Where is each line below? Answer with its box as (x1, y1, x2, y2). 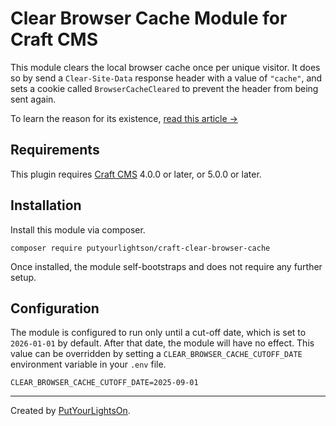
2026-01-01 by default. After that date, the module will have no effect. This (10, 337, 315, 349)
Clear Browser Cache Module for (10, 7, 288, 30)
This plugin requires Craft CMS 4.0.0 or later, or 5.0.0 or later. (10, 168, 262, 180)
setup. (10, 271, 37, 283)
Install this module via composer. (10, 223, 146, 236)
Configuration (10, 300, 100, 317)
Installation (10, 197, 82, 214)
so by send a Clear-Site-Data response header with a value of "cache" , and (10, 72, 323, 84)
